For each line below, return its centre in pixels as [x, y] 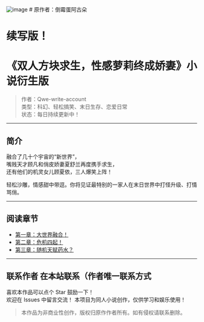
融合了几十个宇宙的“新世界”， [43, 156]
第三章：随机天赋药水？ [44, 249]
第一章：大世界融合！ [41, 234]
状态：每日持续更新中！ [50, 114]
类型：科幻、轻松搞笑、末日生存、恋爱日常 [74, 107]
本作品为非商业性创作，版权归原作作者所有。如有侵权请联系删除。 [103, 312]
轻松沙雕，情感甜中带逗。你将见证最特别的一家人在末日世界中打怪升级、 [96, 185]
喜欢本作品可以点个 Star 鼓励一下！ [50, 292]
